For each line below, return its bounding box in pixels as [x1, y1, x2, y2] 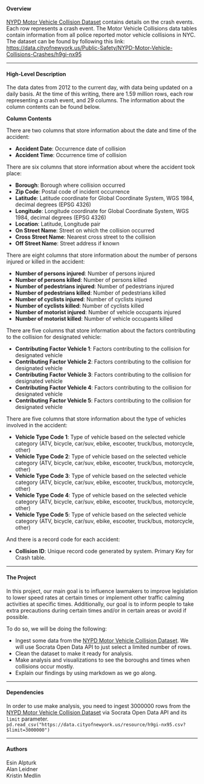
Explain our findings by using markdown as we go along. [15, 669, 157, 676]
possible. [6, 613, 29, 620]
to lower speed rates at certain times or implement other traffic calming [6, 593, 185, 601]
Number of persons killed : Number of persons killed [15, 276, 147, 284]
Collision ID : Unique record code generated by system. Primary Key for [15, 548, 194, 555]
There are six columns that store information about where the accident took [6, 163, 195, 170]
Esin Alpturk [6, 759, 37, 766]
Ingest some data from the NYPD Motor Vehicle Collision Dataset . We [15, 637, 189, 644]
